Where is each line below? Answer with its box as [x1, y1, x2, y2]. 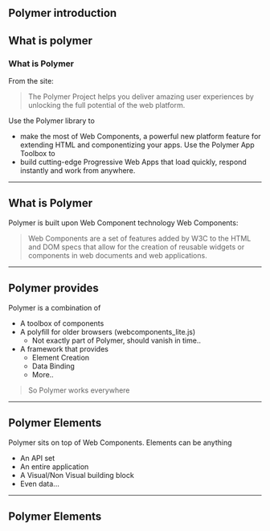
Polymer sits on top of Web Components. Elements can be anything [8, 438, 232, 447]
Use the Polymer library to [8, 116, 95, 126]
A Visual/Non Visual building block [19, 470, 134, 480]
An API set [19, 453, 55, 463]
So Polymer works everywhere [27, 385, 130, 395]
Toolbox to [19, 149, 55, 158]
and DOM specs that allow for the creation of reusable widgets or [27, 241, 245, 252]
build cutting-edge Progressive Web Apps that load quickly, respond [19, 157, 247, 167]
